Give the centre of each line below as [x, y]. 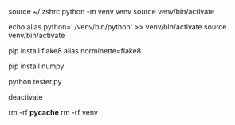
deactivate [25, 97]
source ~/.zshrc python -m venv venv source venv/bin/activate [112, 12]
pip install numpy [36, 66]
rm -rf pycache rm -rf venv [53, 112]
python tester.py [35, 82]
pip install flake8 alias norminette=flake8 [75, 51]
